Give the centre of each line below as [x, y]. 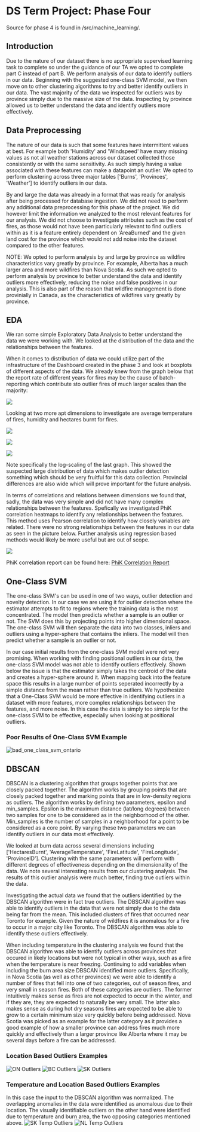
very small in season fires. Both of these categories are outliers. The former [99, 990]
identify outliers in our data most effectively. [60, 834]
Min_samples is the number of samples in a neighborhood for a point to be [98, 822]
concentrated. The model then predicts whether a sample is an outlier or [95, 615]
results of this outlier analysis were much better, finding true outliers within [98, 877]
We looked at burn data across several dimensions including [80, 846]
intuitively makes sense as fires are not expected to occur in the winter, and [99, 996]
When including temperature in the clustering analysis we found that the [95, 945]
